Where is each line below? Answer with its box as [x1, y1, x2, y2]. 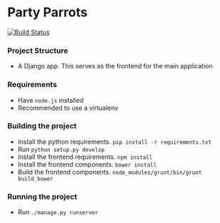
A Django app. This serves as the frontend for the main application [17, 62, 213, 71]
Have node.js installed [17, 95, 84, 104]
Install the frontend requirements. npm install [17, 152, 153, 161]
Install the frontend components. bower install [17, 160, 157, 168]
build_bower [17, 175, 53, 182]
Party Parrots [7, 4, 88, 21]
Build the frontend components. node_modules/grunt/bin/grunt [17, 167, 202, 176]
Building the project [7, 121, 77, 131]
